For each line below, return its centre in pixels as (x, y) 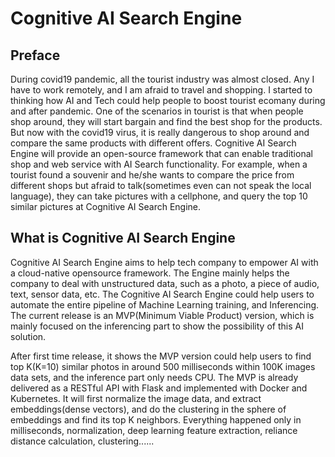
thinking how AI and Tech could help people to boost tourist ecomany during (168, 100)
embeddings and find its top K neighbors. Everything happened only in (156, 419)
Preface (35, 55)
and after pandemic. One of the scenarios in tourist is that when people (157, 111)
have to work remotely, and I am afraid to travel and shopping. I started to (161, 90)
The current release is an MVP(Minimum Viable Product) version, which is (162, 315)
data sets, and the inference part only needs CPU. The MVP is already (154, 377)
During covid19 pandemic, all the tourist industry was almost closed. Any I (162, 79)
